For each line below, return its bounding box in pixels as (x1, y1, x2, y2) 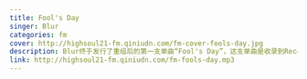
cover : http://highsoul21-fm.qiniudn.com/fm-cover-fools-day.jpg (9, 38, 263, 48)
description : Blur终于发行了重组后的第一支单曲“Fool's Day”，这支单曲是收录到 (9, 47, 285, 56)
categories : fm (9, 30, 68, 39)
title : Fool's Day (9, 13, 79, 23)
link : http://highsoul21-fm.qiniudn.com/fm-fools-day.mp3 (9, 55, 235, 64)
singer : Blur (9, 22, 59, 31)
